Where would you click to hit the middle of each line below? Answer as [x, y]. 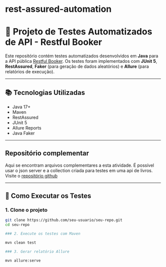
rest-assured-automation [59, 9]
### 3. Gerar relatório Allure [37, 251]
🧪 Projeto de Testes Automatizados [79, 32]
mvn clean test [21, 243]
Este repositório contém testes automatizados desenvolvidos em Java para [82, 56]
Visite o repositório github [31, 176]
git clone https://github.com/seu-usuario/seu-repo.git [64, 220]
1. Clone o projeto [26, 210]
